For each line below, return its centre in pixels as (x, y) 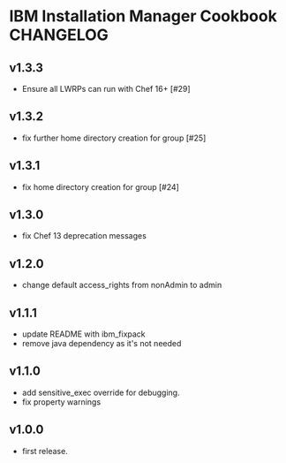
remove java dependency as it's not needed (102, 344)
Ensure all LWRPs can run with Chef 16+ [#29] (106, 89)
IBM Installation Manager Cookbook (143, 16)
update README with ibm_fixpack (83, 334)
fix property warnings (61, 402)
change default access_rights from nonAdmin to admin (122, 285)
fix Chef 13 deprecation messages (84, 236)
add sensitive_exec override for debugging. (101, 392)
